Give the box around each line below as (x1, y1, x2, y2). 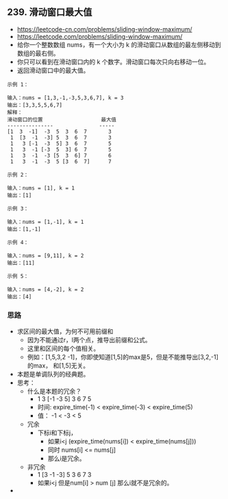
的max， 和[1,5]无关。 (27, 361, 90, 370)
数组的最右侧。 (16, 49, 60, 57)
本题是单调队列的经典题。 (16, 370, 90, 379)
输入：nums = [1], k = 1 (7, 184, 75, 192)
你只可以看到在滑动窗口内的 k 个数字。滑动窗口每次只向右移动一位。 (16, 57, 210, 66)
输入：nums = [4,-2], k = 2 (7, 286, 84, 293)
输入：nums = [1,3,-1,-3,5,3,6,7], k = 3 (7, 94, 124, 101)
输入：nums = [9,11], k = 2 (7, 252, 84, 259)
